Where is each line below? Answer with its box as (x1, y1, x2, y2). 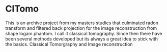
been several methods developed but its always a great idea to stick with (5, 36, 158, 42)
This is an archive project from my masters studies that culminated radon (5, 20, 159, 26)
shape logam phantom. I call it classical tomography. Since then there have (5, 30, 162, 36)
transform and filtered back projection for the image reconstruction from (5, 25, 157, 31)
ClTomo (5, 3, 39, 15)
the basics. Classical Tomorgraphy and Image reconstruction (5, 41, 133, 47)
